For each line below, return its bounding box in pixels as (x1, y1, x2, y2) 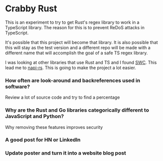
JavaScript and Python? (5, 113, 64, 120)
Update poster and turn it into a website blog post (5, 150, 126, 157)
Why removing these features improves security (5, 124, 103, 130)
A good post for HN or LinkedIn (5, 136, 81, 143)
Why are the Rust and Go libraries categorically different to (5, 107, 149, 114)
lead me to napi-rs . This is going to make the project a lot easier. (5, 65, 136, 71)
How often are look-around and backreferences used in (5, 77, 141, 84)
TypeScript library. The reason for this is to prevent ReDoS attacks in (5, 24, 145, 30)
